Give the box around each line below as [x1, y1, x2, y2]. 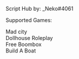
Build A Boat [5, 47, 37, 54]
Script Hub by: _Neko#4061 [5, 5, 74, 12]
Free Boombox [5, 41, 42, 48]
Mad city [5, 28, 28, 35]
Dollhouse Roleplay [5, 35, 53, 41]
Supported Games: [5, 17, 52, 23]
